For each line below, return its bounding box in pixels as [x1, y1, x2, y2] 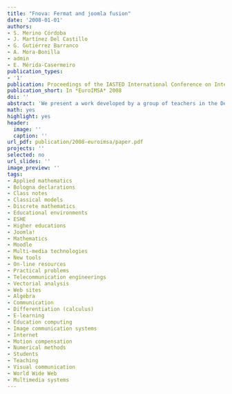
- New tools [7, 254, 41, 261]
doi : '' [7, 94, 30, 101]
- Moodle [7, 241, 32, 249]
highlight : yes [7, 113, 51, 120]
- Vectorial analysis [7, 280, 70, 287]
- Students [7, 350, 39, 358]
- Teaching [7, 357, 39, 364]
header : [7, 119, 30, 126]
